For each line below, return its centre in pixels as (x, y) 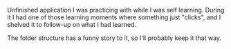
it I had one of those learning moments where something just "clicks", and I (114, 17)
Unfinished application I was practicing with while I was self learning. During (116, 10)
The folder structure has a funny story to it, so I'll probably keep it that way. (114, 38)
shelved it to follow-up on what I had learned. (72, 24)
